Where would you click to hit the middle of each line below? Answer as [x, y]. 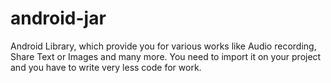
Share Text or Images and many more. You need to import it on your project [166, 56]
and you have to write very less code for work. [106, 67]
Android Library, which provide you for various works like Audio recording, [163, 46]
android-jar [58, 18]
